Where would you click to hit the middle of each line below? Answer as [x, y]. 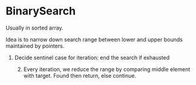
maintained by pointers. [35, 46]
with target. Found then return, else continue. [80, 75]
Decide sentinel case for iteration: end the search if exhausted [92, 57]
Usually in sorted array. [35, 28]
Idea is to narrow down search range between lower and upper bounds [94, 39]
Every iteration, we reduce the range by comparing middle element [107, 69]
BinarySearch [41, 11]
